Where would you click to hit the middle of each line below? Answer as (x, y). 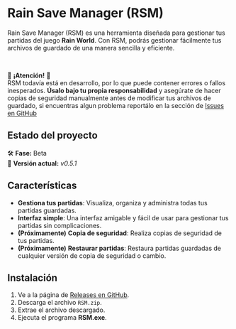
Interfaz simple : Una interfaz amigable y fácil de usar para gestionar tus (123, 217)
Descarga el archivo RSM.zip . (60, 303)
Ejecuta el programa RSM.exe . (62, 318)
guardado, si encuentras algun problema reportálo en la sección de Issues (116, 105)
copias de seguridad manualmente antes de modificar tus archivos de (109, 98)
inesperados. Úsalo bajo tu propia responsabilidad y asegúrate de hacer (114, 90)
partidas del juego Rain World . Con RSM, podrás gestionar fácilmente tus (114, 40)
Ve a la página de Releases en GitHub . (73, 295)
